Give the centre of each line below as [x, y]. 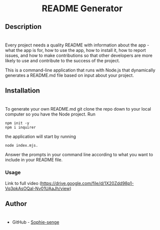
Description [23, 27]
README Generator [82, 9]
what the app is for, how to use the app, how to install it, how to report [76, 50]
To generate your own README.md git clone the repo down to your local [78, 109]
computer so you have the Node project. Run [50, 114]
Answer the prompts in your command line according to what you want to [79, 155]
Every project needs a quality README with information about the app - [77, 45]
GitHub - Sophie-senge [36, 222]
